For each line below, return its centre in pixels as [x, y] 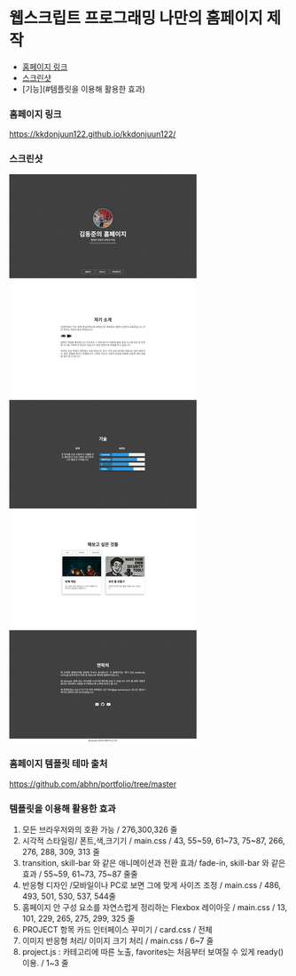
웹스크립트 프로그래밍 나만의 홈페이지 [136, 18]
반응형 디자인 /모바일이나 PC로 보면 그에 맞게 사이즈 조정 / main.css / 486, [152, 885]
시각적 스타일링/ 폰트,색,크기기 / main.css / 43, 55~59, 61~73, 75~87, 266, [153, 841]
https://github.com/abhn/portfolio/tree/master [93, 784]
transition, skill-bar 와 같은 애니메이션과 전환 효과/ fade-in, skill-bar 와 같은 [154, 863]
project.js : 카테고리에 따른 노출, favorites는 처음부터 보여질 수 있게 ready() [153, 952]
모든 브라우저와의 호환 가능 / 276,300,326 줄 [100, 830]
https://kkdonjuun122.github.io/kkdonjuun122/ [93, 134]
